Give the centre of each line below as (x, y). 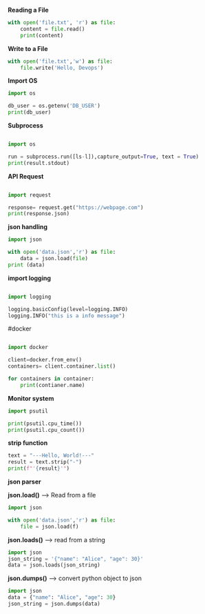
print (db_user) (30, 112)
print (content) (42, 35)
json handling (28, 227)
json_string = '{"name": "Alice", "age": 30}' (76, 559)
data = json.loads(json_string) (54, 565)
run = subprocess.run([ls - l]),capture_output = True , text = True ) (103, 157)
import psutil (28, 411)
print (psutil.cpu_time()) (45, 424)
